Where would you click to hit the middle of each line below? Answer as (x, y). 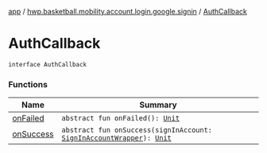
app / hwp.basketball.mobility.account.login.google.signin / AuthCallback (128, 11)
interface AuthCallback (48, 64)
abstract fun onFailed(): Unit (121, 119)
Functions (28, 84)
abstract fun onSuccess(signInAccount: (137, 130)
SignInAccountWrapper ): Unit (117, 138)
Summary (158, 105)
